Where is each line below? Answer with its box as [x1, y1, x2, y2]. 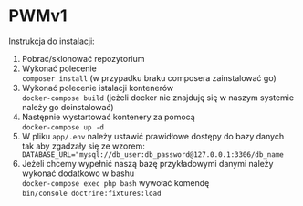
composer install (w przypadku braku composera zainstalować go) [21, 72, 277, 83]
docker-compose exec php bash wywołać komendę [21, 177, 210, 188]
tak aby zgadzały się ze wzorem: [21, 140, 145, 151]
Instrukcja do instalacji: [8, 36, 95, 46]
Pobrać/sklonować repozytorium [21, 53, 145, 64]
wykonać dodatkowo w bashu [21, 168, 134, 179]
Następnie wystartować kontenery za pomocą [21, 111, 195, 122]
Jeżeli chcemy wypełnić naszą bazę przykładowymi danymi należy [21, 158, 274, 169]
